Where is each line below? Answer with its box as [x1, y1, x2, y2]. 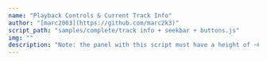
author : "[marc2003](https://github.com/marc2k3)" [8, 19, 180, 27]
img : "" [8, 33, 34, 42]
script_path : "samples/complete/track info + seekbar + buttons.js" [8, 26, 240, 34]
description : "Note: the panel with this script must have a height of [8, 41, 250, 49]
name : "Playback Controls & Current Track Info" [8, 11, 172, 20]
